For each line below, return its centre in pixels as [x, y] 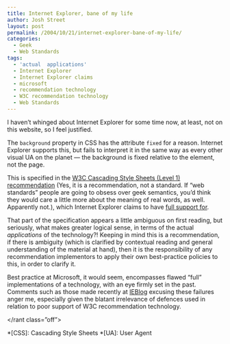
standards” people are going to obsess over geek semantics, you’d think [109, 192]
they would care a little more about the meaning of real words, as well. [106, 199]
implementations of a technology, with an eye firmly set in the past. [102, 284]
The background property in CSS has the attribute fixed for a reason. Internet [115, 143]
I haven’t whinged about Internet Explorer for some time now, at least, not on [115, 122]
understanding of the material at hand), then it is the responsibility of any [110, 249]
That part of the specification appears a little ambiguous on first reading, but [115, 220]
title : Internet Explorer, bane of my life [70, 13]
